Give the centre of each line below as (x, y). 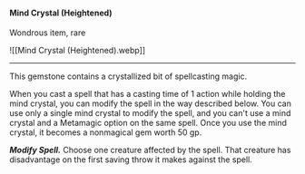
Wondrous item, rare (48, 33)
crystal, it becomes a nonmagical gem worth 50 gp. (106, 132)
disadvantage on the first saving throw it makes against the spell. (131, 159)
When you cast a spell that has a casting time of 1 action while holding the (148, 94)
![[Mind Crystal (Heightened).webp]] (78, 51)
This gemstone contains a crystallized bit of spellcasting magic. (128, 76)
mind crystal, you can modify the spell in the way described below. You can (151, 103)
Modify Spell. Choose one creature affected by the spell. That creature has (150, 150)
